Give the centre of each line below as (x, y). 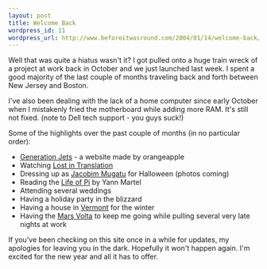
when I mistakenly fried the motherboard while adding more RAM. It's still (128, 110)
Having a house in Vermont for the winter (87, 208)
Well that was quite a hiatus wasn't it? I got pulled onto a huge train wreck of (133, 60)
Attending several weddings (66, 190)
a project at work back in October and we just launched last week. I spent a (132, 69)
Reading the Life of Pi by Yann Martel (80, 183)
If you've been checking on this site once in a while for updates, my (119, 240)
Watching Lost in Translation (66, 165)
